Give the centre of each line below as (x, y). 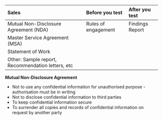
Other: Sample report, (32, 59)
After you (140, 9)
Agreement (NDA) (28, 30)
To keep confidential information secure (52, 102)
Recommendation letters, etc (40, 66)
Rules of (96, 24)
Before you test (104, 13)
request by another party (37, 112)
